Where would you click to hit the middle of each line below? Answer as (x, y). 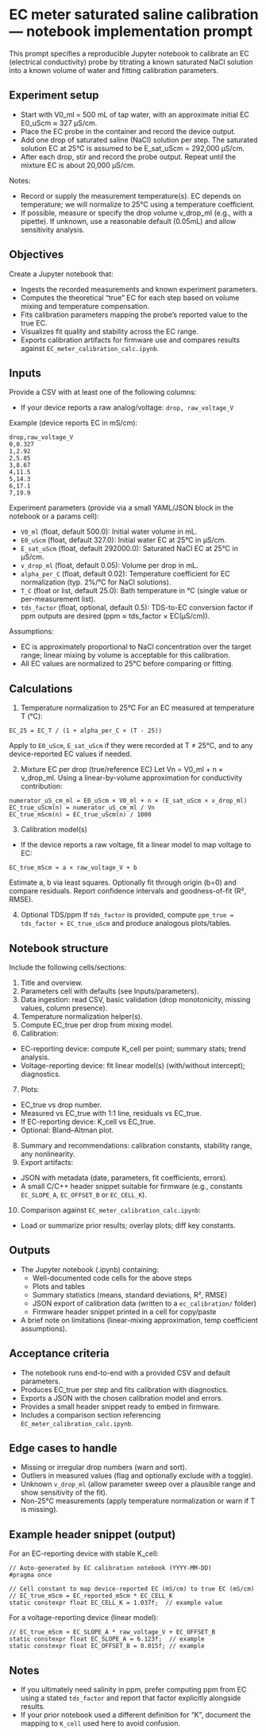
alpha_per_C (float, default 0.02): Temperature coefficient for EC (125, 574)
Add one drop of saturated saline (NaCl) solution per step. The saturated (139, 140)
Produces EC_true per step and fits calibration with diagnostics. (124, 1389)
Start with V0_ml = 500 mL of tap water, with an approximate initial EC (135, 114)
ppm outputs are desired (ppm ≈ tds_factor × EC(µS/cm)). (115, 616)
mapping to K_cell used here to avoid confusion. (100, 1723)
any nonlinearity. (48, 1154)
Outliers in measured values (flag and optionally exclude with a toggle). (137, 1476)
